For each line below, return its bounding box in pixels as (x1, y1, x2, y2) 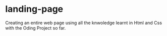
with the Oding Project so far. (5, 25, 66, 31)
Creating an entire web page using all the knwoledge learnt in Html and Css (5, 20, 162, 26)
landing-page (5, 3, 64, 15)
